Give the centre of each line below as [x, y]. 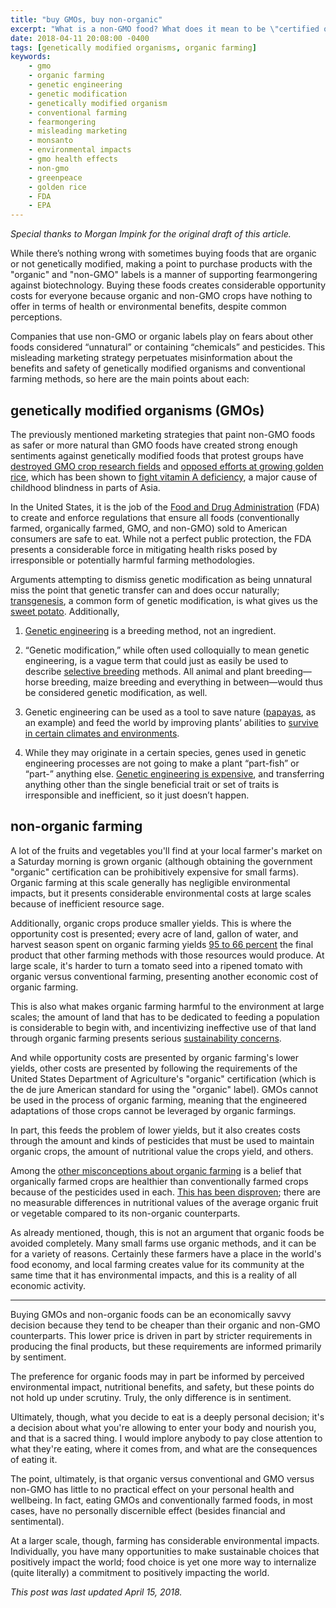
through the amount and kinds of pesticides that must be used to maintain [162, 1140]
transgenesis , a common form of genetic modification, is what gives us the [164, 600]
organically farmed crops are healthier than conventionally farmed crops [159, 1181]
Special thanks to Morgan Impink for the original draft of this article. [151, 234]
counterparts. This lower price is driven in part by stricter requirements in [161, 1335]
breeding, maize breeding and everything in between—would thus [187, 682]
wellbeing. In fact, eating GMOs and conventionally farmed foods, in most [161, 1500]
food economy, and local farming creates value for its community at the [157, 1264]
